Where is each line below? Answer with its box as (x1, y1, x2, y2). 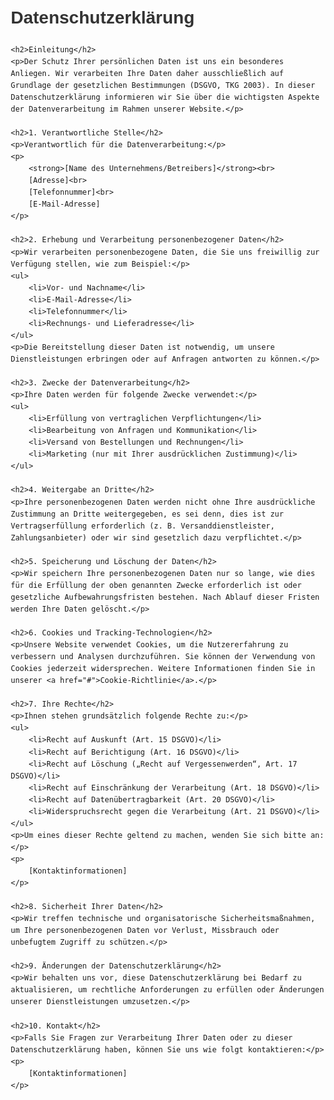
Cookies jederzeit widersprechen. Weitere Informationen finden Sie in (10, 664, 316, 674)
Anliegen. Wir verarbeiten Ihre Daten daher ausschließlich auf (10, 68, 284, 78)
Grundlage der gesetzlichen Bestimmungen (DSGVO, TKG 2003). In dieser (10, 80, 316, 90)
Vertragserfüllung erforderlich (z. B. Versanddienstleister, (10, 521, 276, 531)
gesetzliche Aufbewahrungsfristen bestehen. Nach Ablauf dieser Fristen (10, 592, 320, 602)
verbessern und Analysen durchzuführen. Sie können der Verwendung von (10, 652, 316, 662)
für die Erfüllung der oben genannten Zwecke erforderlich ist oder (10, 580, 302, 590)
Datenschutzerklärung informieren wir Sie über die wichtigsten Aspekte (10, 92, 320, 102)
